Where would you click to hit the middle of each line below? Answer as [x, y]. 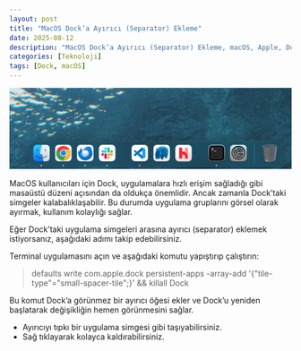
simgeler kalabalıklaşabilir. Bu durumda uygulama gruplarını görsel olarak [144, 202]
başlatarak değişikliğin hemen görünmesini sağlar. [102, 310]
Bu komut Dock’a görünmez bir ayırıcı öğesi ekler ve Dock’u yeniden [135, 300]
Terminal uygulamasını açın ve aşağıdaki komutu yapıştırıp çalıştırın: [134, 256]
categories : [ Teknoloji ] [56, 57]
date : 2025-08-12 [42, 38]
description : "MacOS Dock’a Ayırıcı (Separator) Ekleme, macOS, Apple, [146, 47]
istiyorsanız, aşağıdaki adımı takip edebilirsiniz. [95, 238]
